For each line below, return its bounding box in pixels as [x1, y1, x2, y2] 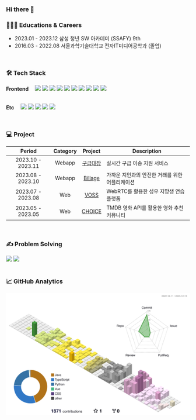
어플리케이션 [106, 178, 135, 185]
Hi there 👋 [6, 5, 35, 13]
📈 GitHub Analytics [6, 277, 63, 285]
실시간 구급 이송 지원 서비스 [106, 159, 169, 166]
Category [53, 147, 77, 154]
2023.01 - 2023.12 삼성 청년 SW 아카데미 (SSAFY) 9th [14, 35, 141, 42]
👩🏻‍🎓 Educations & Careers [6, 20, 82, 29]
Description [132, 147, 162, 154]
